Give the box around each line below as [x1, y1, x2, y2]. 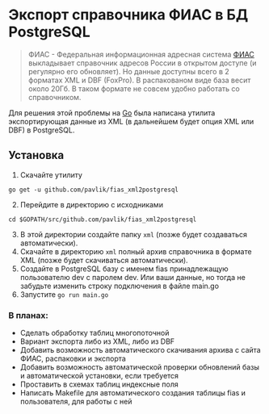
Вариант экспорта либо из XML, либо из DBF [19, 337, 175, 346]
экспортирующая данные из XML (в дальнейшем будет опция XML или [8, 116, 254, 126]
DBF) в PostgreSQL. [8, 125, 75, 135]
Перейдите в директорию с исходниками [19, 199, 164, 209]
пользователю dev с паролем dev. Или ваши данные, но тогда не [19, 272, 246, 282]
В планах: [8, 309, 48, 320]
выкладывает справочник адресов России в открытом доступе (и [27, 58, 257, 68]
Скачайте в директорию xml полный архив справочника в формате [19, 246, 252, 256]
